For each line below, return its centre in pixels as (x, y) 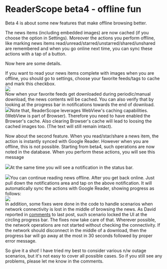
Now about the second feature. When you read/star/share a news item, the (82, 136)
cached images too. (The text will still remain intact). (59, 126)
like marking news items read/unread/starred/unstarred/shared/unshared (80, 43)
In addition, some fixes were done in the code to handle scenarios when (79, 204)
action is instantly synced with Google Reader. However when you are (77, 141)
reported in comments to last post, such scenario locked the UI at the (76, 214)
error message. (21, 241)
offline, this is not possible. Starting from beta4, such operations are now (80, 146)
